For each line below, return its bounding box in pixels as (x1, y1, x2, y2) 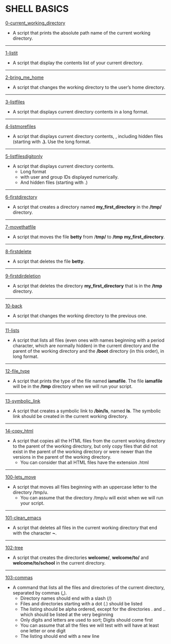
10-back (5, 302, 23, 309)
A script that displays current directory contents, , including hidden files (12, 133, 163, 139)
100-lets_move (5, 474, 37, 480)
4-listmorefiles (5, 123, 36, 129)
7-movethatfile (5, 223, 36, 230)
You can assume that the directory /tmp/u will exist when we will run (20, 494, 164, 500)
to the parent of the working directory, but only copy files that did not (12, 443, 158, 449)
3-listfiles (5, 99, 25, 105)
